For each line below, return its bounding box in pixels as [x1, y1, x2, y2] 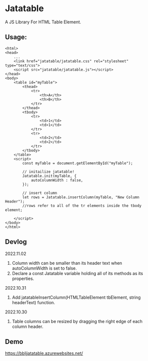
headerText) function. [12, 299, 56, 305]
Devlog [5, 238, 27, 246]
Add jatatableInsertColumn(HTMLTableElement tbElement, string [12, 294, 141, 300]
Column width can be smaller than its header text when [12, 260, 122, 266]
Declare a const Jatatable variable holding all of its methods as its [12, 270, 144, 276]
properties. [12, 275, 34, 281]
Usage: [5, 33, 28, 41]
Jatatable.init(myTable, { [22, 173, 77, 178]
